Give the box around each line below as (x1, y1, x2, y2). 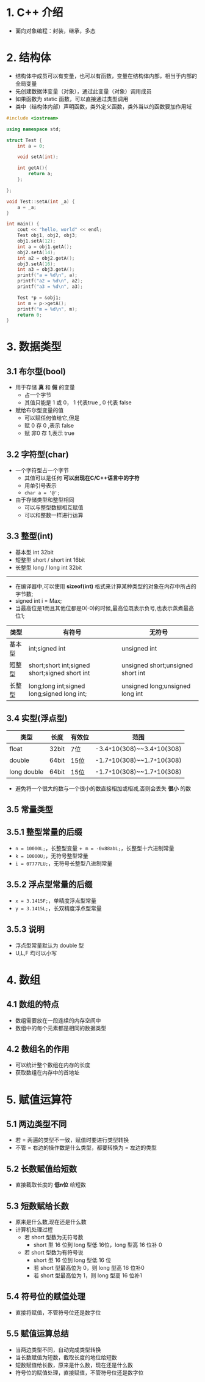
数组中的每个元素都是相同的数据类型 (15, 1024, 107, 1032)
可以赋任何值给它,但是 (24, 414, 80, 421)
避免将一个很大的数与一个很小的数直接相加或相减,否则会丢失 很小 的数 (15, 785, 191, 792)
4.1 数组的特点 (6, 999, 59, 1010)
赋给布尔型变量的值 (15, 407, 64, 414)
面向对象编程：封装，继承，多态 (15, 27, 96, 34)
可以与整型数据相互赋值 (24, 504, 84, 512)
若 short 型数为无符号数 (24, 1233, 84, 1240)
